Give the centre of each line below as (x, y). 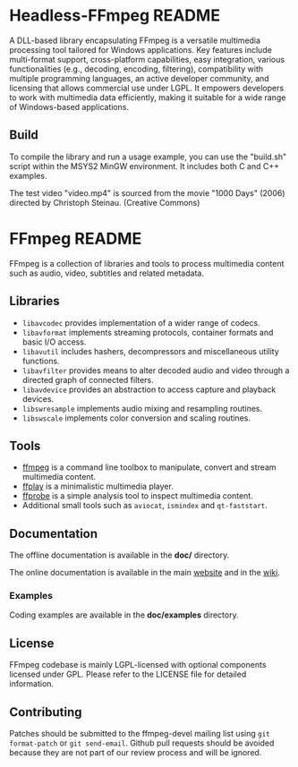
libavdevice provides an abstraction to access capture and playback (149, 389)
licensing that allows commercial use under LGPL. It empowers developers (147, 88)
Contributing (46, 712)
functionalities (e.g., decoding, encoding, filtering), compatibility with (136, 69)
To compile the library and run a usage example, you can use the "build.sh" (148, 157)
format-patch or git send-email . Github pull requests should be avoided (142, 743)
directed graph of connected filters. (88, 379)
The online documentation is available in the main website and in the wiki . (145, 573)
